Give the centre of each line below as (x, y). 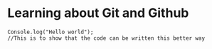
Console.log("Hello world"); (51, 32)
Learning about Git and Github (98, 13)
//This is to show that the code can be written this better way (106, 38)
